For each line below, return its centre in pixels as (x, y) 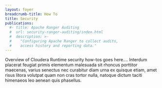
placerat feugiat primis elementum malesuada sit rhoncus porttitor (71, 65)
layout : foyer (19, 9)
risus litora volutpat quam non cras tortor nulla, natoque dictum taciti (74, 75)
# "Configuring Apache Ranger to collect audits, (64, 41)
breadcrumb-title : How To (31, 14)
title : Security (21, 18)
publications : (19, 23)
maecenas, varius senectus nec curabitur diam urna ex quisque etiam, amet (81, 70)
